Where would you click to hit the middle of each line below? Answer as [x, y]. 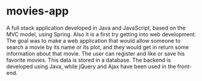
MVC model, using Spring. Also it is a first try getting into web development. [101, 34]
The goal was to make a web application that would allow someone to [93, 40]
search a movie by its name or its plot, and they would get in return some [98, 47]
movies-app [37, 11]
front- [185, 66]
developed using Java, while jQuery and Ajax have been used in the [91, 66]
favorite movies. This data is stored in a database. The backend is [89, 60]
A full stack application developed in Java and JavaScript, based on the [96, 28]
